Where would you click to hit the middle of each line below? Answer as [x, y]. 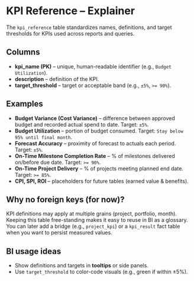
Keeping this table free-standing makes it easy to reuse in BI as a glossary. [97, 220]
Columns [23, 52]
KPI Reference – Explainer [70, 11]
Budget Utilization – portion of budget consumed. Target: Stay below [99, 131]
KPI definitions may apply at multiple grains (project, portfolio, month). [92, 214]
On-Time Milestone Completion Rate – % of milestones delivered [95, 156]
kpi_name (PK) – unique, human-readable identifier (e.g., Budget [93, 66]
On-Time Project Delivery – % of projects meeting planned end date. [99, 168]
